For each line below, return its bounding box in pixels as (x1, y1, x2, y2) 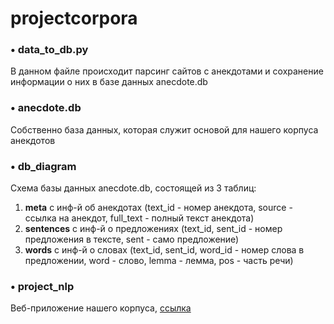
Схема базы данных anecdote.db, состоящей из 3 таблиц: (10, 182, 257, 194)
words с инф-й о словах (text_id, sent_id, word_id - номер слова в (24, 244, 305, 256)
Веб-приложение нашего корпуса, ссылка (10, 302, 192, 314)
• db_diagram (10, 159, 77, 173)
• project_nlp (10, 280, 75, 293)
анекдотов (10, 134, 56, 146)
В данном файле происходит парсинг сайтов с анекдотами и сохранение (10, 65, 324, 77)
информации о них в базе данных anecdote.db (10, 76, 208, 88)
